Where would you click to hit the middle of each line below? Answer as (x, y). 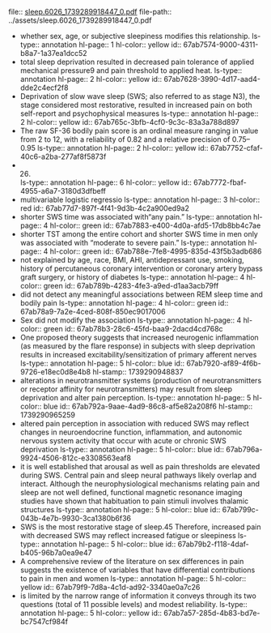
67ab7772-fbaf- (220, 182)
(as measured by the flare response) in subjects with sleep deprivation (138, 346)
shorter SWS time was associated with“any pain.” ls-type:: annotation (136, 217)
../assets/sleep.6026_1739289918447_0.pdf (80, 20)
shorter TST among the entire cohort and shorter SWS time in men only (139, 234)
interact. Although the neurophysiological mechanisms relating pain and (140, 484)
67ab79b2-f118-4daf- (213, 544)
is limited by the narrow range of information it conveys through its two (138, 596)
